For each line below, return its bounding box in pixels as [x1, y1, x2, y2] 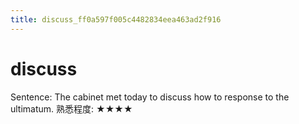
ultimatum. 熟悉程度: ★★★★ [10, 102, 133, 115]
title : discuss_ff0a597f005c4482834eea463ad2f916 [10, 14, 222, 25]
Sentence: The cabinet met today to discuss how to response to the [10, 91, 290, 103]
